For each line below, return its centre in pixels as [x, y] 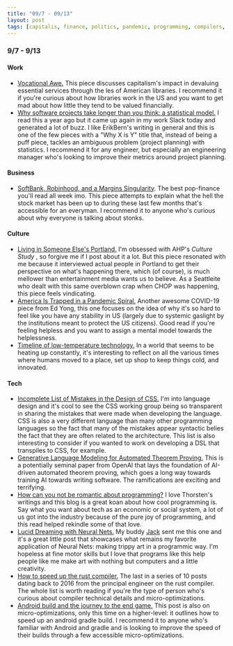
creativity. [32, 569]
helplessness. [37, 337]
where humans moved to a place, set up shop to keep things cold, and [118, 360]
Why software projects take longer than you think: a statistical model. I [118, 113]
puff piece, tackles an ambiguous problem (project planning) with [111, 142]
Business [21, 173]
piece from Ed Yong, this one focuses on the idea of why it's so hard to [119, 308]
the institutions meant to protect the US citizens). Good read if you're [116, 323]
